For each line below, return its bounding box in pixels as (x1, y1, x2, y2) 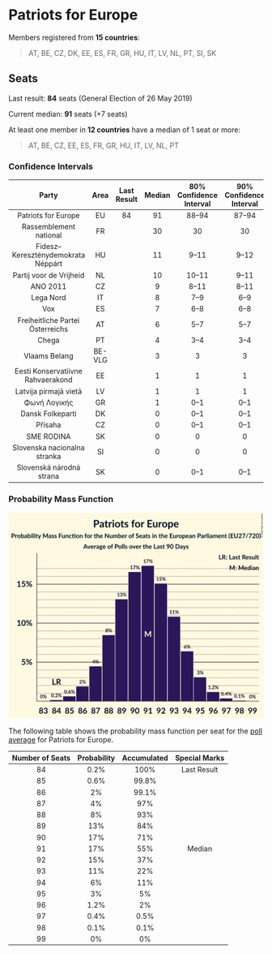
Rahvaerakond (23, 375, 73, 385)
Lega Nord (31, 293, 66, 303)
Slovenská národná (16, 462, 81, 472)
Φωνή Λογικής (23, 397, 74, 407)
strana (37, 471, 59, 481)
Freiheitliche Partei (17, 315, 80, 325)
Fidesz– (35, 242, 62, 251)
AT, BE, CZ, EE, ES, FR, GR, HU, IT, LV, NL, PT (28, 140, 180, 150)
